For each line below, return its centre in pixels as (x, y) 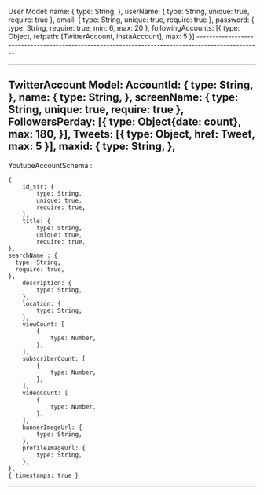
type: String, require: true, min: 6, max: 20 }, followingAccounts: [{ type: (124, 28)
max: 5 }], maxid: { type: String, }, (92, 147)
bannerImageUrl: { (52, 427)
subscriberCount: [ (54, 358)
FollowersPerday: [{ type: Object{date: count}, (125, 122)
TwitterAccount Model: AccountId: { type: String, (131, 85)
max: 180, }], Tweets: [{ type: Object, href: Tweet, (132, 134)
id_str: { (38, 187)
